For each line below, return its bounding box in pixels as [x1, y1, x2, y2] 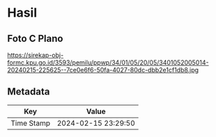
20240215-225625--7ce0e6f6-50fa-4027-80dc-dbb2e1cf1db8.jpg [7, 66, 199, 74]
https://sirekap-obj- [7, 51, 64, 59]
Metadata [7, 86, 50, 98]
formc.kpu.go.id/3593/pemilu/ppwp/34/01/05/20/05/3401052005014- [7, 58, 209, 67]
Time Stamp [10, 118, 51, 128]
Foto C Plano [7, 33, 63, 45]
